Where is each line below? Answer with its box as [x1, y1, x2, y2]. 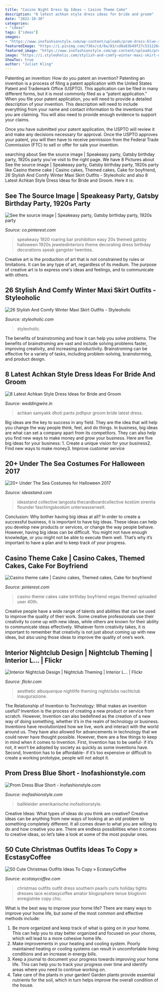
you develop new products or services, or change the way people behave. [5, 524, 155, 530]
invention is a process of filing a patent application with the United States [5, 80, 152, 86]
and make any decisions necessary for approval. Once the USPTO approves [5, 132, 158, 138]
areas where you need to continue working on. [12, 967, 106, 972]
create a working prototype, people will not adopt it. [5, 755, 109, 760]
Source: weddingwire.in [5, 400, 53, 406]
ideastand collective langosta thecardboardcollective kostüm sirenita [17, 499, 156, 505]
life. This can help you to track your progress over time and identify [12, 961, 147, 967]
